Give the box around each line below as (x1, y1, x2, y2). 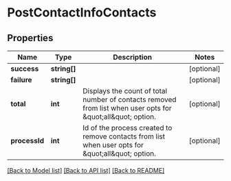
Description (113, 53, 153, 62)
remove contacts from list (82, 132, 165, 141)
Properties (7, 32, 54, 44)
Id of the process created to (82, 123, 173, 132)
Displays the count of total (82, 86, 167, 95)
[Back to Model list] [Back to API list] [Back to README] (7, 167, 165, 174)
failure (10, 75, 32, 84)
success (10, 64, 39, 73)
